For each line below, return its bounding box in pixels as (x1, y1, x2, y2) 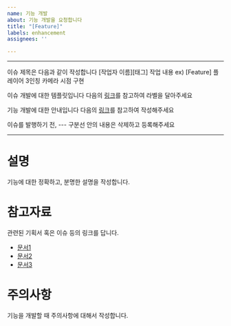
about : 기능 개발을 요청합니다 (7, 17, 82, 23)
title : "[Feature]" (7, 23, 63, 30)
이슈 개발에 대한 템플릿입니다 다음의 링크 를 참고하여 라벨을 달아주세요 (7, 91, 192, 100)
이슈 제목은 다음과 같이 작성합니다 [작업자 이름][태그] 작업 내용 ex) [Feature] (7, 68, 212, 77)
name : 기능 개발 (7, 10, 48, 17)
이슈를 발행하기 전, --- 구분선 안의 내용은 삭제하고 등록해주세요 (7, 121, 175, 129)
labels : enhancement (7, 29, 67, 37)
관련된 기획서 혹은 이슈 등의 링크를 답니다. (7, 229, 119, 236)
